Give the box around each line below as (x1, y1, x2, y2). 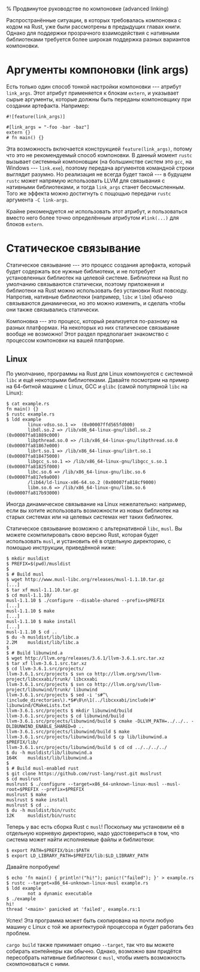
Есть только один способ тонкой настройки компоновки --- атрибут (6, 83, 181, 90)
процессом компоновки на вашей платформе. (6, 336, 125, 344)
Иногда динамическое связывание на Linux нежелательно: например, (6, 500, 187, 507)
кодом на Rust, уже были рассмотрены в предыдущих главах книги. (6, 23, 181, 30)
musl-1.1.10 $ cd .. (6, 629, 58, 635)
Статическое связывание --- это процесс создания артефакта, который (6, 261, 191, 269)
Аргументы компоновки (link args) (6, 63, 189, 77)
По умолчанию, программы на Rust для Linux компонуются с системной (6, 370, 193, 377)
